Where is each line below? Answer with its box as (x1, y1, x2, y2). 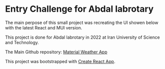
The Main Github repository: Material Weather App (5, 49, 107, 55)
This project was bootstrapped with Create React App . (5, 58, 116, 64)
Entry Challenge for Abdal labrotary (5, 3, 154, 15)
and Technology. (5, 39, 39, 45)
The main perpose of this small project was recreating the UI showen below (5, 20, 159, 25)
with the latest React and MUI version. (5, 24, 82, 30)
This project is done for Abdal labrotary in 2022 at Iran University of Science (5, 34, 160, 40)
